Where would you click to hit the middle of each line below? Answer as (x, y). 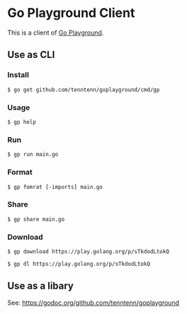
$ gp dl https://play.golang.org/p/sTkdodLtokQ (79, 264)
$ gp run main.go (33, 155)
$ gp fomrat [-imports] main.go (55, 187)
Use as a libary (41, 285)
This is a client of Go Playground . (56, 33)
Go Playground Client (71, 13)
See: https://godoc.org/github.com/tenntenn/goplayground (93, 303)
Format (20, 173)
